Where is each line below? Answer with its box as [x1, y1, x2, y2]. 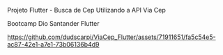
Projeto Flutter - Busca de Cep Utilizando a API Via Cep [7, 6, 166, 14]
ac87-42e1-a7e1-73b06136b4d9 [7, 40, 100, 48]
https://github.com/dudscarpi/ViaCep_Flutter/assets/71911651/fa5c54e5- [7, 33, 216, 41]
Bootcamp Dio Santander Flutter [7, 19, 100, 27]
